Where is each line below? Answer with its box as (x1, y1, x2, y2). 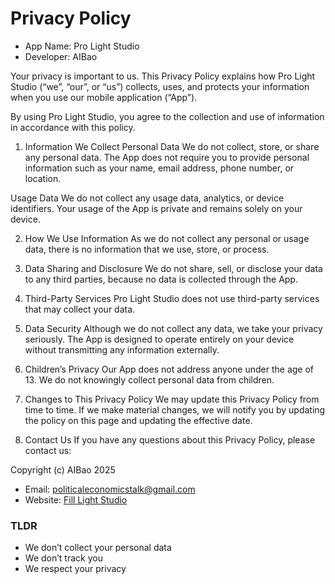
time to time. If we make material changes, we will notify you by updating (24, 403, 326, 416)
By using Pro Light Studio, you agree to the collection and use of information (10, 110, 325, 122)
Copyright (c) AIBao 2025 (10, 463, 116, 476)
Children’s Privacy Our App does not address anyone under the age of (24, 363, 315, 375)
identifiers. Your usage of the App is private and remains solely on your (10, 202, 303, 214)
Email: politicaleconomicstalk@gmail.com (24, 483, 196, 495)
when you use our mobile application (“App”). (10, 91, 198, 103)
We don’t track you (24, 552, 103, 564)
